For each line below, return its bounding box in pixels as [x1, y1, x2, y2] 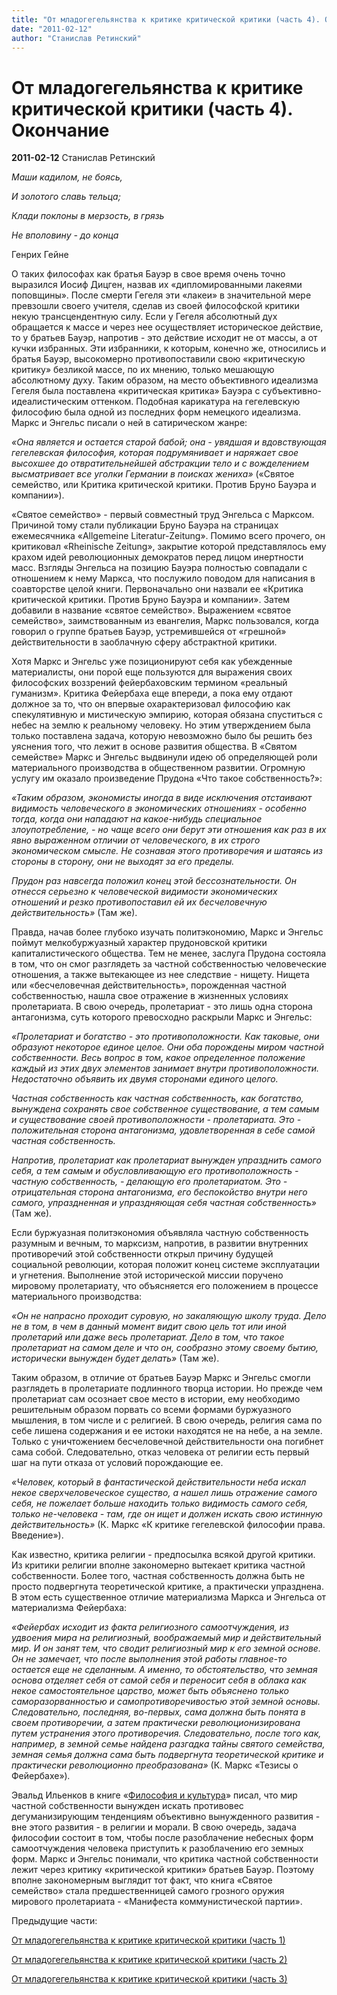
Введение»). [11, 1529, 64, 1541]
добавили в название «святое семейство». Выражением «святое [11, 604, 292, 616]
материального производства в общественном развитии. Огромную [11, 762, 306, 774]
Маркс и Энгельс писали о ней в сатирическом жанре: [11, 417, 248, 429]
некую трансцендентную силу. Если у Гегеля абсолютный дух [11, 311, 278, 323]
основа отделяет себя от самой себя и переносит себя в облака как [11, 1674, 307, 1686]
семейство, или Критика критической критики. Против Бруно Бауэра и [11, 479, 317, 491]
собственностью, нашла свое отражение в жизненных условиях [11, 990, 289, 1002]
